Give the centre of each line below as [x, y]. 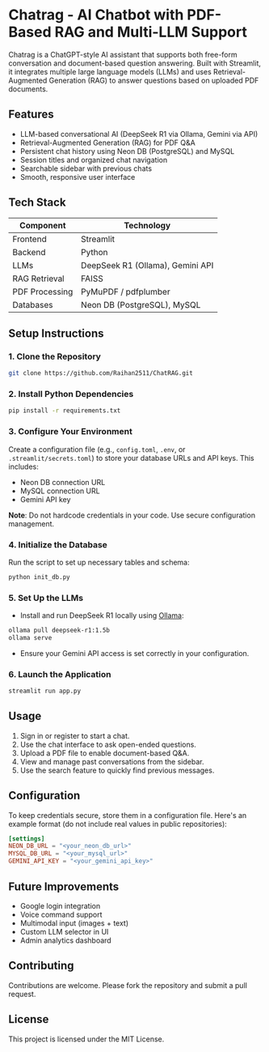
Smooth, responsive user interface [78, 177]
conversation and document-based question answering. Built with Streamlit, [134, 63]
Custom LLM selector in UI [64, 931]
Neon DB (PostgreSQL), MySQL [141, 305]
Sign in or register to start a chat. [75, 735]
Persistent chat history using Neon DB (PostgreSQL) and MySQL [127, 151]
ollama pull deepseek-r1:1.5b [59, 630]
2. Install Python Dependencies [71, 394]
